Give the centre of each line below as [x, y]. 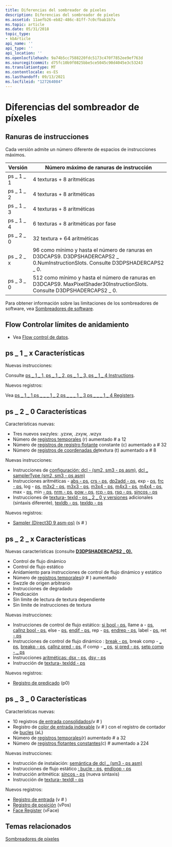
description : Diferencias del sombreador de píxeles [63, 15]
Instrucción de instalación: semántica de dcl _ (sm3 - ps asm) [77, 763]
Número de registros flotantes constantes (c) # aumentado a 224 [81, 743]
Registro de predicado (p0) [41, 683]
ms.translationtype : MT [31, 67]
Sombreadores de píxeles [32, 839]
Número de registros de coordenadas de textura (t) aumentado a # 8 [84, 450]
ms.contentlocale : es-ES [32, 72]
